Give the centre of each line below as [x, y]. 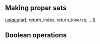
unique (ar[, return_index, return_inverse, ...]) [50, 20]
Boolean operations [36, 35]
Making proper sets [36, 8]
